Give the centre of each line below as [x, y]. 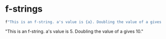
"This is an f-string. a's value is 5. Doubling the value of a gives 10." [74, 31]
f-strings [24, 9]
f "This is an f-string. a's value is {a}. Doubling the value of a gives [83, 22]
